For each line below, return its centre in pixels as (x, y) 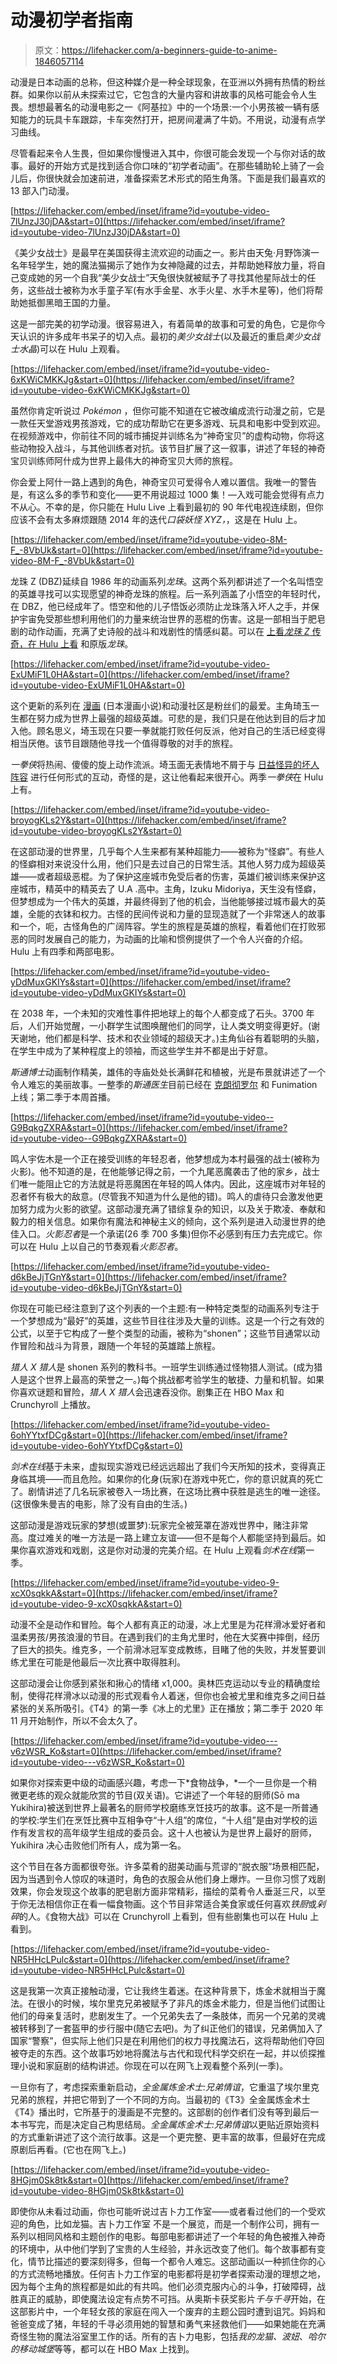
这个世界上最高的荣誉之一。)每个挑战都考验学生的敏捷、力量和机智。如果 (176, 1379)
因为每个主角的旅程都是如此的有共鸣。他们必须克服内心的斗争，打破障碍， (163, 2286)
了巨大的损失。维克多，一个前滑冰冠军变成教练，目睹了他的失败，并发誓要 (163, 1649)
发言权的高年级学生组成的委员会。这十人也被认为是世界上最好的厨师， (172, 1832)
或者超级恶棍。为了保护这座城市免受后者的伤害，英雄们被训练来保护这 (181, 876)
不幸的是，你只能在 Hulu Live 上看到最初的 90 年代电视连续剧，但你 (184, 507)
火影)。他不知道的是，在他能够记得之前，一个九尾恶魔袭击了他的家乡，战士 (165, 1171)
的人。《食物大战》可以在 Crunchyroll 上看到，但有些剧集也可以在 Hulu (163, 1916)
